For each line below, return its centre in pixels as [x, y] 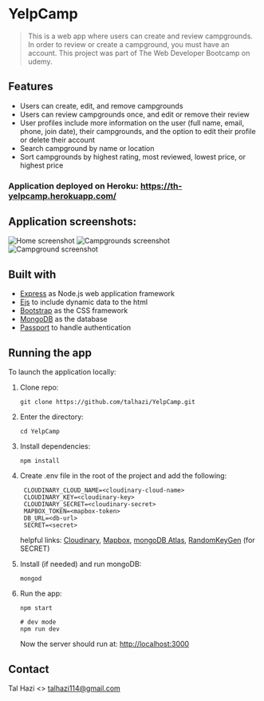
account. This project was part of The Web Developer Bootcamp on [139, 53]
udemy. [40, 61]
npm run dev [39, 629]
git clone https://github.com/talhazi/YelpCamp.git [107, 402]
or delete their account [57, 140]
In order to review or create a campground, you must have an [128, 44]
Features [31, 87]
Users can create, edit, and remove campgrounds [101, 105]
